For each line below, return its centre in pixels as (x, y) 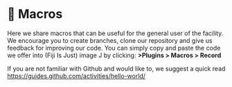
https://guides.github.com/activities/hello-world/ (77, 76)
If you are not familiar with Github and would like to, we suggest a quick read (116, 68)
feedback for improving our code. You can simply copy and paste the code (114, 48)
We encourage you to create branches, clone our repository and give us (110, 40)
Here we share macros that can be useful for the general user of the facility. (115, 33)
